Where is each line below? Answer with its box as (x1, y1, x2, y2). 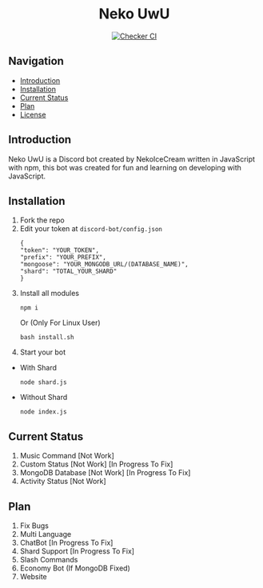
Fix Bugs (19, 521, 50, 530)
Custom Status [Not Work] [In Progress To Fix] (19, 459, 173, 469)
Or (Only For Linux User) (19, 318, 102, 328)
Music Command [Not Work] (19, 451, 114, 461)
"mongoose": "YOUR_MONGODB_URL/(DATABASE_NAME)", (19, 261, 189, 269)
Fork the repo (19, 215, 66, 225)
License (19, 110, 46, 119)
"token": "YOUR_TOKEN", (19, 246, 100, 254)
